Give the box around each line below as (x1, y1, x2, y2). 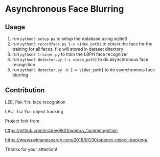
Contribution (5, 86, 45, 95)
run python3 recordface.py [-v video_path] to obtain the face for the (12, 41, 153, 47)
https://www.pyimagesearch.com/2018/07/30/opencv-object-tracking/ (5, 137, 148, 142)
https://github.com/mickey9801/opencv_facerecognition (5, 127, 118, 133)
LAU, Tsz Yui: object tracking (5, 108, 64, 114)
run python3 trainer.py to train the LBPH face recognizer (12, 51, 128, 57)
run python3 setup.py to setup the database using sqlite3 (12, 36, 128, 41)
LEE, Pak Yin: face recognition (5, 99, 66, 105)
